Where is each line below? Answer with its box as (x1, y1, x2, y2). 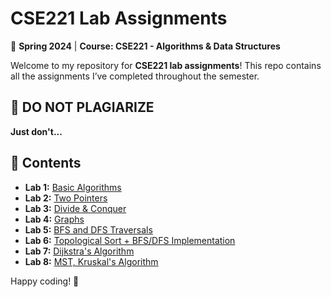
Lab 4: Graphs (24, 213, 85, 225)
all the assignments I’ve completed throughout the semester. (10, 70, 260, 82)
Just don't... (10, 125, 63, 137)
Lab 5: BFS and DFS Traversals (24, 223, 153, 236)
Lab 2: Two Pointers (24, 192, 108, 204)
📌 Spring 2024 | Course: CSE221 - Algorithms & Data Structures (10, 40, 281, 52)
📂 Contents (10, 155, 82, 172)
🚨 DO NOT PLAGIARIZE (10, 99, 155, 116)
